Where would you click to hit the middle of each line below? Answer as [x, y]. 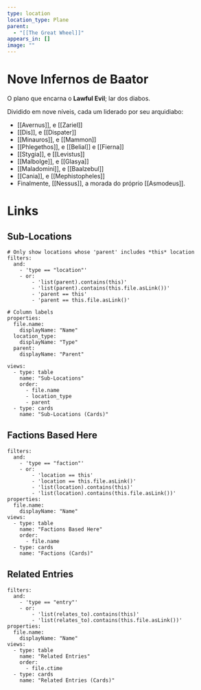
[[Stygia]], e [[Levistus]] [51, 154]
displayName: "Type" [49, 342]
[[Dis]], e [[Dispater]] [47, 132]
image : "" [21, 45]
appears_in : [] [29, 39]
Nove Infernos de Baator [78, 79]
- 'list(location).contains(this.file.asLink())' [104, 493]
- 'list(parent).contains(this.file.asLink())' [101, 288]
